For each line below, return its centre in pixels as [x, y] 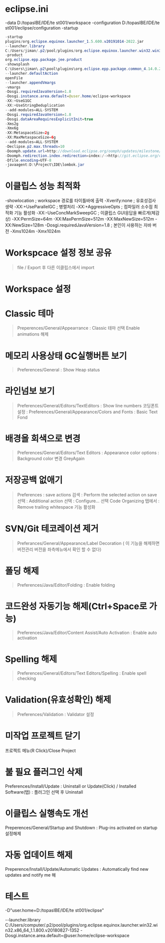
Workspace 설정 [38, 289]
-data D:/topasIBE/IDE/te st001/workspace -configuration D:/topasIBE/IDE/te [82, 23]
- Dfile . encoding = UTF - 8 [28, 160]
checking [27, 678]
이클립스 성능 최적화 [43, 186]
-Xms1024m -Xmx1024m [35, 231]
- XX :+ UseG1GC [18, 101]
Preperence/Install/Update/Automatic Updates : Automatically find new [77, 869]
